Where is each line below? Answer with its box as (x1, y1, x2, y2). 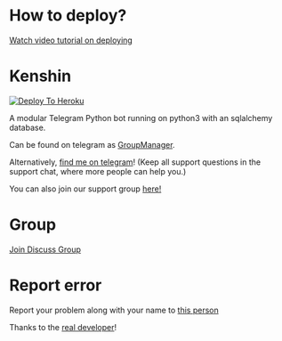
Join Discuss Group (9, 244, 82, 255)
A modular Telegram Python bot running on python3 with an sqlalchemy (9, 112, 273, 123)
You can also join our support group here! (9, 183, 162, 194)
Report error (9, 275, 102, 295)
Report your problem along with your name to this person (9, 304, 220, 315)
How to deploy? (9, 5, 127, 26)
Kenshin (9, 66, 72, 86)
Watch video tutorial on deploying (9, 35, 133, 45)
